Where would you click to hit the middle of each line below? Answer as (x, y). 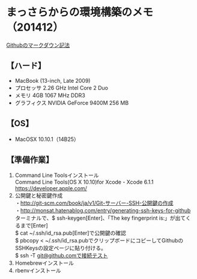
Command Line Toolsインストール (57, 175)
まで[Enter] (34, 226)
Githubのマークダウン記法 (38, 45)
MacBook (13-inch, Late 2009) (53, 80)
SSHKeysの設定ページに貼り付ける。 (60, 248)
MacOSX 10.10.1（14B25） (47, 139)
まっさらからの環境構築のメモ (80, 12)
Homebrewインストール (44, 263)
